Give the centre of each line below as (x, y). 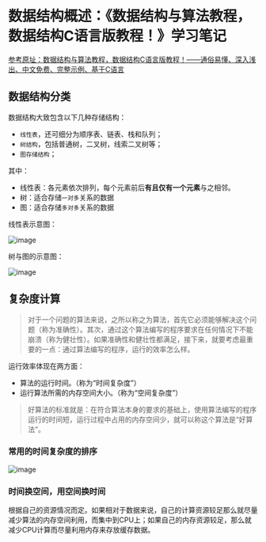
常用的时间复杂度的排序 (53, 452)
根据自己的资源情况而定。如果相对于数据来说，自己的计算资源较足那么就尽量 (133, 510)
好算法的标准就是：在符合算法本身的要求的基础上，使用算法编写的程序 (142, 409)
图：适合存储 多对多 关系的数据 (67, 207)
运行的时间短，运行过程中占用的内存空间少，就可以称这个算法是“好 (137, 419)
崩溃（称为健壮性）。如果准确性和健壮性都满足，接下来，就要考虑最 (137, 339)
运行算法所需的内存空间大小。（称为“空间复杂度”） (101, 392)
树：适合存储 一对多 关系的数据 (67, 197)
